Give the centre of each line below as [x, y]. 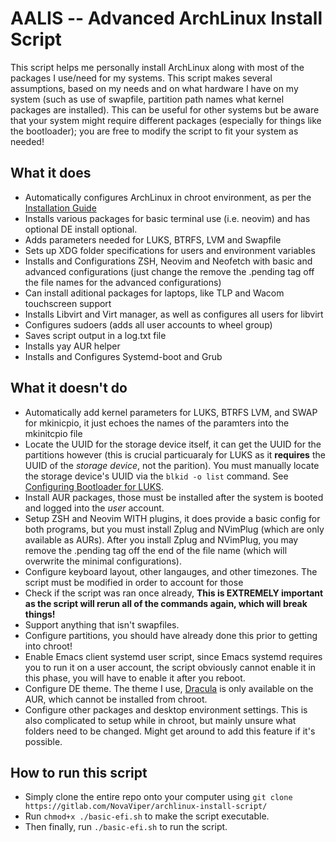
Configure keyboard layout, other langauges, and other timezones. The [171, 571]
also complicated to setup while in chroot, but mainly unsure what [160, 720]
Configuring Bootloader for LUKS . [94, 486]
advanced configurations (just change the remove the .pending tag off [169, 271]
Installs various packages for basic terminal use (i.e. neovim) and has [167, 218]
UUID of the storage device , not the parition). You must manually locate [172, 465]
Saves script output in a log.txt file [95, 335]
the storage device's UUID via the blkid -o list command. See [156, 476]
